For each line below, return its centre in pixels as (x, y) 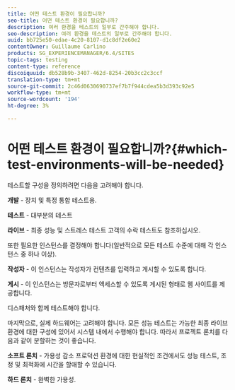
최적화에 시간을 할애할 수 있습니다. (69, 364)
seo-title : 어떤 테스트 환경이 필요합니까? (63, 20)
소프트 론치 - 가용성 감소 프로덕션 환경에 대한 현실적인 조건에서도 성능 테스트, (113, 355)
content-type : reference (44, 66)
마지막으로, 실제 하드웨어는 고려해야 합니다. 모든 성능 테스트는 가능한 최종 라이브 (118, 323)
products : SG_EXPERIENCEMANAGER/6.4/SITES (71, 54)
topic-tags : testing (38, 60)
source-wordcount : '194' (44, 100)
